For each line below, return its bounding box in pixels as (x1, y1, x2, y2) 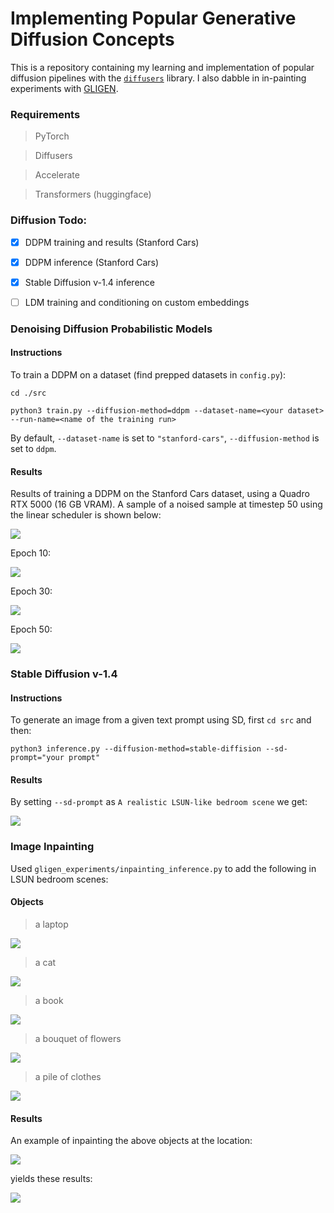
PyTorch (34, 130, 70, 142)
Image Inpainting (10, 840, 95, 854)
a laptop (34, 918, 69, 930)
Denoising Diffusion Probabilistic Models (10, 322, 213, 336)
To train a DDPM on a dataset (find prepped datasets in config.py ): (10, 368, 287, 381)
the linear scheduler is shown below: (10, 509, 162, 521)
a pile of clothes (34, 1070, 102, 1082)
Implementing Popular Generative (10, 7, 297, 30)
